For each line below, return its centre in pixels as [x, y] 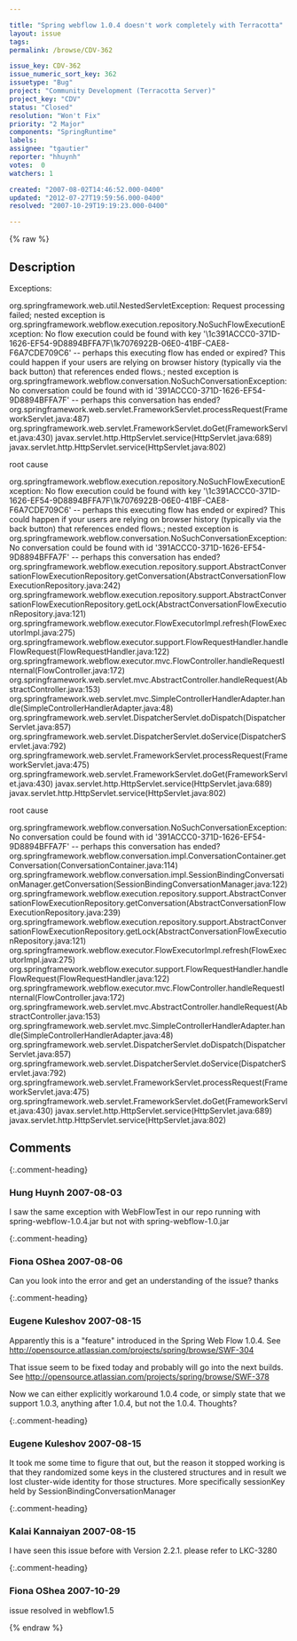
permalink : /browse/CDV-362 [61, 50]
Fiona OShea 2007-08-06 [66, 1261]
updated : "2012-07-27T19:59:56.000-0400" [87, 198]
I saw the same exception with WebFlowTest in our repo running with [135, 1212]
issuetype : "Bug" [41, 83]
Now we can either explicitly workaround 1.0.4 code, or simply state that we [148, 1394]
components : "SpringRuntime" [63, 132]
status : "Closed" [41, 108]
